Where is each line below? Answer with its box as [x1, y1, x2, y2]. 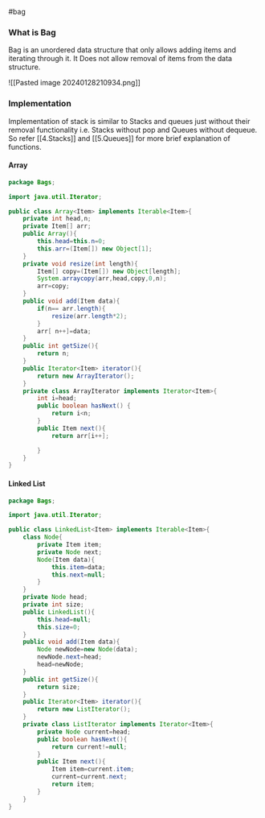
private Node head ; [22, 593, 88, 601]
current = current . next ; [51, 773, 128, 781]
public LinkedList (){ [22, 608, 95, 616]
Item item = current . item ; [51, 765, 135, 774]
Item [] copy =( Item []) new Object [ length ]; [37, 267, 181, 275]
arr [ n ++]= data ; [37, 327, 92, 335]
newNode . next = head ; [37, 653, 103, 661]
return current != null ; [51, 742, 128, 751]
